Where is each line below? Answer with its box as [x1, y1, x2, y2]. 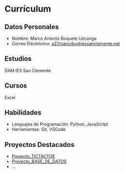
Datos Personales [4, 23, 59, 31]
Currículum [4, 3, 51, 15]
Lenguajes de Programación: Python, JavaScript [11, 121, 109, 127]
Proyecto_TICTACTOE [11, 154, 55, 159]
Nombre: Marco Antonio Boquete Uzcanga [11, 35, 97, 41]
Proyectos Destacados [4, 141, 75, 149]
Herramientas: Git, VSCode [11, 126, 66, 132]
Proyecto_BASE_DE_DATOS [11, 158, 67, 164]
